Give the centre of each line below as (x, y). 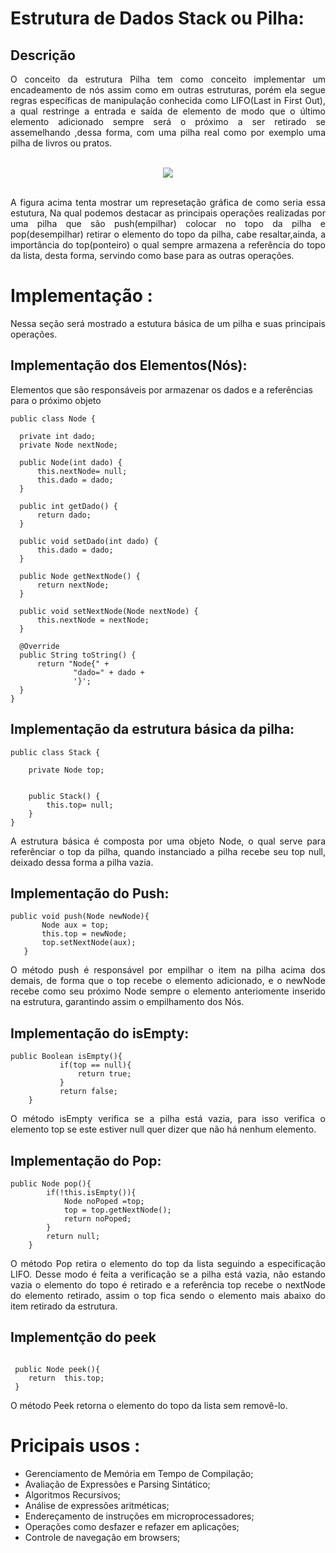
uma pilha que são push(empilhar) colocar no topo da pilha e (168, 223)
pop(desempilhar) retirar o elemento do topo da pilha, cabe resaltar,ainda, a (168, 234)
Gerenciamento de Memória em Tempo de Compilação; (139, 1473)
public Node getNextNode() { (80, 576)
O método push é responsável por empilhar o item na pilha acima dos (168, 970)
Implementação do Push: (90, 893)
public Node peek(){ (57, 1369)
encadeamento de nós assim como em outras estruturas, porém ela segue (168, 90)
